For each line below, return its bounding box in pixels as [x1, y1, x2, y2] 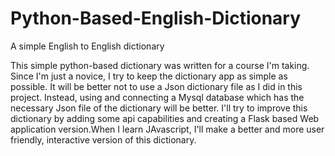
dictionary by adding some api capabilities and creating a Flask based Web [10, 112, 320, 124]
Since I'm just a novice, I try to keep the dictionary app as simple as [10, 70, 288, 82]
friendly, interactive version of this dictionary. [10, 133, 197, 146]
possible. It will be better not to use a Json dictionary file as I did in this [10, 80, 303, 92]
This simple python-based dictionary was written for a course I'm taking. [10, 59, 310, 71]
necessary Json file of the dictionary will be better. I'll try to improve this [10, 102, 308, 114]
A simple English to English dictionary [10, 40, 165, 52]
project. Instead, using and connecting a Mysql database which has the [10, 91, 305, 103]
